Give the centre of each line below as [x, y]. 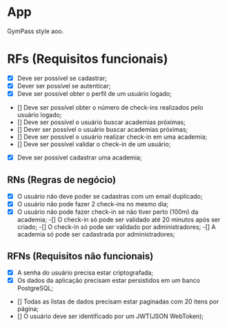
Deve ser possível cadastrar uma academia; [79, 158]
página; [28, 309]
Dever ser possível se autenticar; [64, 86]
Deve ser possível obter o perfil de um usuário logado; [95, 93]
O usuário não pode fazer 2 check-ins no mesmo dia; [93, 204]
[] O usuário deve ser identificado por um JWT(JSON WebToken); [110, 316]
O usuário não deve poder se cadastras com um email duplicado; [110, 196]
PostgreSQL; [35, 288]
